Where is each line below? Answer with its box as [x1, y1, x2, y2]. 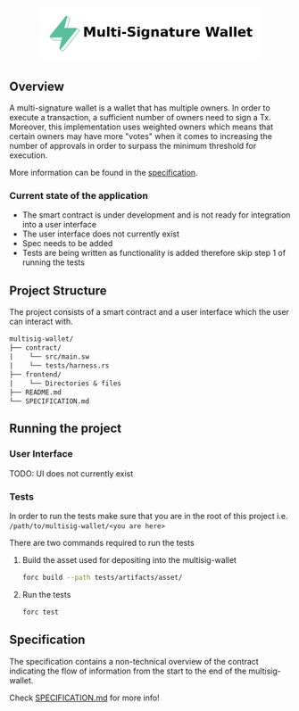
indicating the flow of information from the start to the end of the [9, 666, 247, 676]
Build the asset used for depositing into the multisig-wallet [21, 555, 237, 566]
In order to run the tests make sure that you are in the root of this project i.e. [9, 511, 288, 522]
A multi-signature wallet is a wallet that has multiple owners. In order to [9, 102, 270, 113]
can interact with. [9, 316, 73, 327]
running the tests [21, 257, 85, 268]
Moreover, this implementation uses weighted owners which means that [9, 121, 274, 132]
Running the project [9, 421, 122, 436]
